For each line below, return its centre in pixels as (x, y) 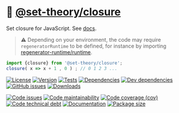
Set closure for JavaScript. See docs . (51, 28)
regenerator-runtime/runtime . (56, 52)
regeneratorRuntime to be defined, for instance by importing (93, 46)
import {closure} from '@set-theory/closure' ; (64, 63)
